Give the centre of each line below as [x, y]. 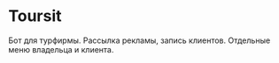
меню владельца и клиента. [61, 49]
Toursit [35, 16]
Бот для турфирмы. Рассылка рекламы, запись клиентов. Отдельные [139, 40]
